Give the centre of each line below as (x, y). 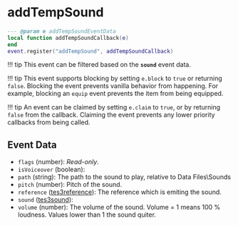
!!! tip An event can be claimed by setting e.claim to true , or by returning (114, 107)
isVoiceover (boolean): (51, 169)
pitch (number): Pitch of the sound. (70, 185)
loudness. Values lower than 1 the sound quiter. (87, 215)
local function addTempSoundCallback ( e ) (68, 38)
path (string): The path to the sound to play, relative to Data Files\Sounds (124, 177)
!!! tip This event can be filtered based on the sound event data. (99, 65)
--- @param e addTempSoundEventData (62, 31)
